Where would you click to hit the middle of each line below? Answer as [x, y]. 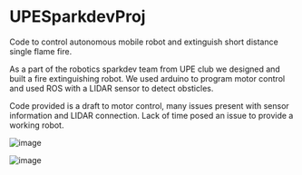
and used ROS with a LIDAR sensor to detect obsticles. [112, 88]
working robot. [37, 125]
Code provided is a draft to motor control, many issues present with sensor [150, 105]
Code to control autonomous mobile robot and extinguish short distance [144, 42]
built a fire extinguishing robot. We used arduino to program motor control [147, 78]
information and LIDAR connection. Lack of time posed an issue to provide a [151, 115]
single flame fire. [41, 51]
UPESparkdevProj [78, 17]
